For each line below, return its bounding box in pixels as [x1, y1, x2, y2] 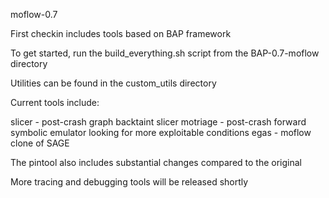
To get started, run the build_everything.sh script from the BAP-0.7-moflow [10, 47, 320, 59]
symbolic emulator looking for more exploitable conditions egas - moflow [10, 127, 312, 138]
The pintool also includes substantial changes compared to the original [10, 157, 302, 168]
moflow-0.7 [10, 9, 58, 20]
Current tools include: [10, 97, 100, 108]
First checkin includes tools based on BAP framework [10, 28, 232, 39]
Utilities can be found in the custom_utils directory [10, 77, 217, 89]
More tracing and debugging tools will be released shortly [10, 176, 249, 188]
